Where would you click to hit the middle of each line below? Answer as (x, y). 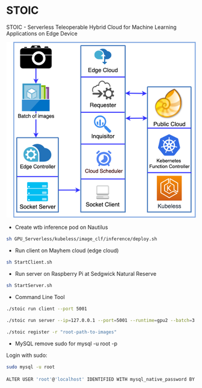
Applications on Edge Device (42, 33)
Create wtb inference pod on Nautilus (61, 227)
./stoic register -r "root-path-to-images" (62, 332)
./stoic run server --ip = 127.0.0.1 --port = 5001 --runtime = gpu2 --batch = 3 (101, 320)
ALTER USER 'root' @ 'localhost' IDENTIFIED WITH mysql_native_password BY (101, 380)
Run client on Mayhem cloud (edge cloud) (67, 250)
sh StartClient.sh (29, 262)
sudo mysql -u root (31, 367)
